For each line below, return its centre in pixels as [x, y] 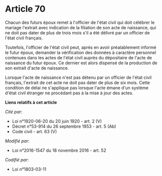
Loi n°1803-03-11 [29, 169]
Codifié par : [17, 159]
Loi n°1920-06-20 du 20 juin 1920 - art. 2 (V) [57, 121]
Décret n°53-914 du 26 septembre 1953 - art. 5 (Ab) [64, 126]
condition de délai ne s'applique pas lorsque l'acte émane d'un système [77, 88]
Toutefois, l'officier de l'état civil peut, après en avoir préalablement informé [81, 47]
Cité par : [14, 112]
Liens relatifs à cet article [31, 102]
